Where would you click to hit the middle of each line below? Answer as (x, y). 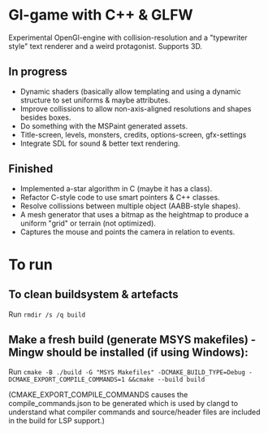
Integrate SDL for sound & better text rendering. (100, 143)
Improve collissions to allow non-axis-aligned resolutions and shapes (136, 108)
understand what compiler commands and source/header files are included (135, 412)
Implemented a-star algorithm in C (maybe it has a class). (116, 188)
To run (30, 264)
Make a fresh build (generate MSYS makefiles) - (132, 339)
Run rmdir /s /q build (47, 314)
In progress (38, 72)
